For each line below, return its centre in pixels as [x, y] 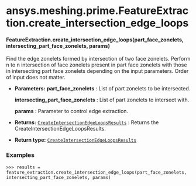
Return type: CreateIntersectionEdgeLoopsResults [75, 140]
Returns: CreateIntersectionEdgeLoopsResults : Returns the [87, 122]
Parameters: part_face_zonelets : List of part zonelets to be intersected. [102, 89]
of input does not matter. [36, 78]
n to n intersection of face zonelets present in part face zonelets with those [97, 65]
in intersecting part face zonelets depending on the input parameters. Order [97, 71]
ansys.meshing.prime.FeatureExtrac [97, 11]
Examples [20, 155]
